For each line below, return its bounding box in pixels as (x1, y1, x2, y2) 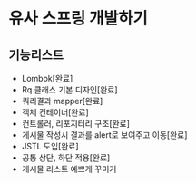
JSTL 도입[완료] (21, 141, 79, 151)
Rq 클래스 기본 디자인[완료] (21, 84, 118, 95)
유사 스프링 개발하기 (8, 8, 149, 29)
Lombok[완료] (21, 73, 73, 83)
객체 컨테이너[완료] (21, 107, 89, 118)
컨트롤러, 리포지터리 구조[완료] (21, 119, 131, 129)
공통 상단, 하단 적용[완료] (21, 152, 111, 163)
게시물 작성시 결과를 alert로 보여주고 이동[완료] (21, 130, 188, 140)
